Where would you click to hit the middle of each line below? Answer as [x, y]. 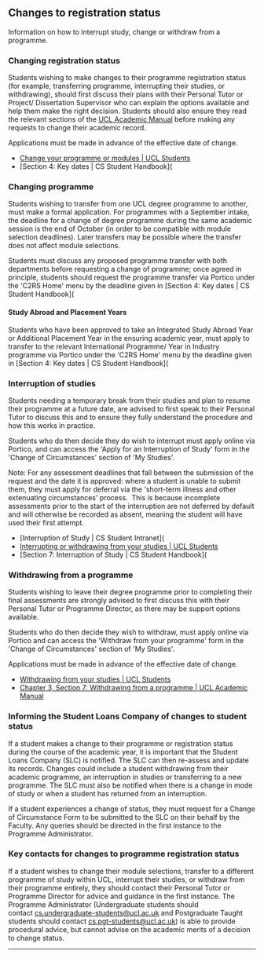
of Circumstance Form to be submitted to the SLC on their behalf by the [124, 817]
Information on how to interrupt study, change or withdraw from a [114, 31]
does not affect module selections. [64, 246]
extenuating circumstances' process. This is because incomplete [114, 497]
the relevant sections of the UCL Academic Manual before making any [122, 119]
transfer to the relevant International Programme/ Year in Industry [114, 346]
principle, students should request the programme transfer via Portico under [132, 277]
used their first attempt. [46, 522]
